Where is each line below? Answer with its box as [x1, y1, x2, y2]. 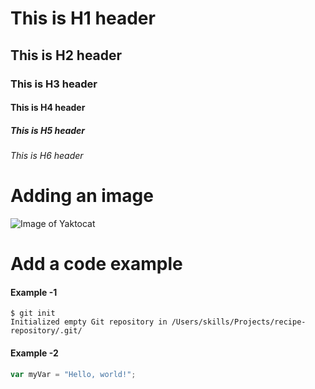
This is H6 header [10, 150, 84, 162]
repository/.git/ [10, 326, 83, 336]
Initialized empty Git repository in [10, 317, 168, 327]
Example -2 [10, 347, 59, 359]
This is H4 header [10, 102, 86, 114]
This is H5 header [10, 124, 86, 136]
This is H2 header [10, 47, 123, 64]
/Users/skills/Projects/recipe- [171, 317, 307, 327]
